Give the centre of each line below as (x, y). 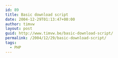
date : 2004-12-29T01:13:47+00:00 (40, 19)
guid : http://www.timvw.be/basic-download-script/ (59, 33)
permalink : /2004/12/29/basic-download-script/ (56, 38)
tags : (11, 43)
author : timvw (20, 24)
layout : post (19, 29)
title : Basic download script (37, 15)
